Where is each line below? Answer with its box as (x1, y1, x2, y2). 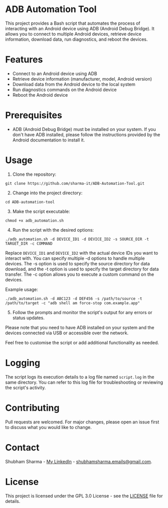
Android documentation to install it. (12, 137, 85, 143)
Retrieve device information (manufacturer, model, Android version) (12, 76, 152, 82)
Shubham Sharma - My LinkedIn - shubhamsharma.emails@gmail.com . (5, 458, 152, 464)
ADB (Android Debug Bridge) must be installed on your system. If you (12, 126, 156, 132)
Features (5, 54, 43, 65)
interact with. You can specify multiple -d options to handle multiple (5, 255, 145, 261)
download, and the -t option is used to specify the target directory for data (5, 266, 159, 272)
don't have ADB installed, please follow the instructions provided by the (12, 131, 160, 137)
